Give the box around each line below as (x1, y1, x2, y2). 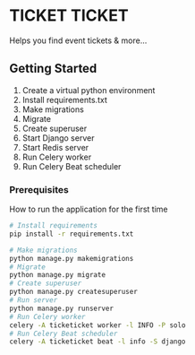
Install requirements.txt (21, 94, 107, 105)
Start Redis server (21, 142, 89, 152)
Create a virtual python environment (21, 84, 156, 95)
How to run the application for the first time (9, 203, 168, 215)
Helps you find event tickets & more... (9, 35, 148, 46)
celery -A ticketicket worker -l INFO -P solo (9, 320, 186, 330)
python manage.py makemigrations (9, 254, 134, 263)
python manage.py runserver (9, 304, 114, 313)
